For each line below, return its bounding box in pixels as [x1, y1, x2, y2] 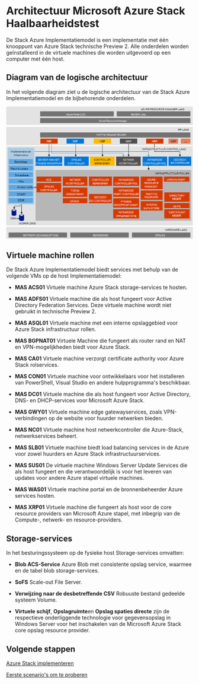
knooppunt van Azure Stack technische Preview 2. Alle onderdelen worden [6, 43, 190, 50]
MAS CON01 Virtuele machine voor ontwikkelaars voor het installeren [14, 373, 185, 380]
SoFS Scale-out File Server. [14, 578, 83, 586]
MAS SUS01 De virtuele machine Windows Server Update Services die [14, 462, 188, 469]
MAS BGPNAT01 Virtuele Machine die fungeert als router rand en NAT [14, 337, 187, 345]
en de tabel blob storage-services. [14, 567, 99, 574]
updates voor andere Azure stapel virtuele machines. [14, 475, 145, 482]
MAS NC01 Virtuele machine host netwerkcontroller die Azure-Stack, [14, 426, 184, 434]
